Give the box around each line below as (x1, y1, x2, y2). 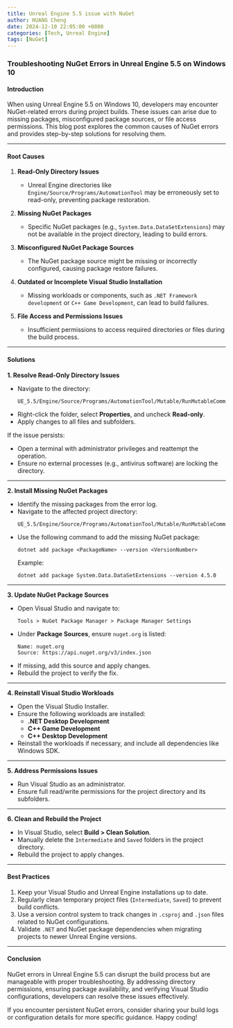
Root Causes (7, 152, 45, 160)
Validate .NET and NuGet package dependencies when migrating (17, 925, 202, 933)
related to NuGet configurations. (17, 918, 110, 926)
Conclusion (7, 954, 42, 963)
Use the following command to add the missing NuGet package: (17, 533, 200, 541)
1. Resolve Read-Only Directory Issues (7, 371, 120, 379)
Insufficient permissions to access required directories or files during (27, 326, 225, 334)
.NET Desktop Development (27, 717, 110, 725)
